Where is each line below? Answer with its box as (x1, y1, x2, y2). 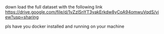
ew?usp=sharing (5, 14, 39, 20)
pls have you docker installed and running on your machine (5, 23, 125, 29)
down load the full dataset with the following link (5, 4, 103, 10)
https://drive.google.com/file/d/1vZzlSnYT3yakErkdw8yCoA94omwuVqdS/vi (5, 9, 159, 15)
